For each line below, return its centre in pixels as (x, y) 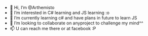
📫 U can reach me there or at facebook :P (53, 28)
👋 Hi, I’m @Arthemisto (32, 8)
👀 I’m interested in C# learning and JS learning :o (59, 13)
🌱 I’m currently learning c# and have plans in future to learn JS (73, 18)
